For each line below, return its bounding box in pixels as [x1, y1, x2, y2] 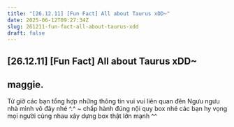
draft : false [7, 29, 45, 37]
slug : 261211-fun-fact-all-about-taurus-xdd [7, 23, 139, 30]
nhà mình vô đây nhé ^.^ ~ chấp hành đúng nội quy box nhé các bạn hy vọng [7, 105, 228, 113]
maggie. [7, 79, 44, 91]
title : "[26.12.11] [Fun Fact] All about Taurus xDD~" [7, 10, 170, 17]
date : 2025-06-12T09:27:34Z [7, 17, 89, 24]
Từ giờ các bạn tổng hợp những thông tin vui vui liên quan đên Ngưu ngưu [7, 97, 220, 105]
